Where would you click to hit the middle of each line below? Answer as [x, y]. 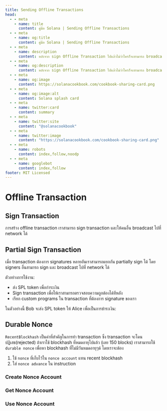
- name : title [29, 24]
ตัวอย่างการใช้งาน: [20, 277]
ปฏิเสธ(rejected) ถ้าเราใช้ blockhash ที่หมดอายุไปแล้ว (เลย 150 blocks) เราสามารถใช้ [80, 342]
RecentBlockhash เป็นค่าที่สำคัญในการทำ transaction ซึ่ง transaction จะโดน [74, 336]
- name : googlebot [33, 163]
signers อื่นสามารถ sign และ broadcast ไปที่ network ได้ [57, 267]
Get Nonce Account [29, 390]
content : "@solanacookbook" [48, 126]
